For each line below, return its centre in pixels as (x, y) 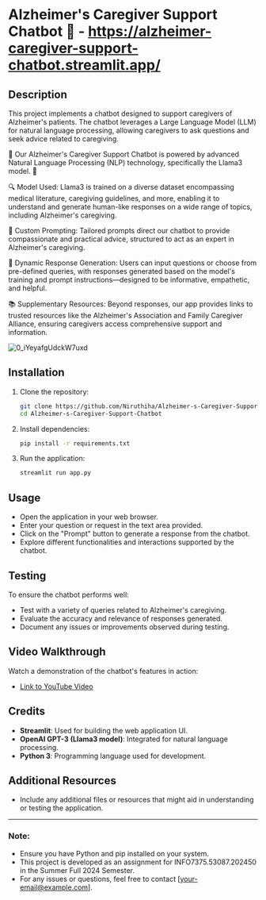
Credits (27, 712)
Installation (36, 373)
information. (28, 332)
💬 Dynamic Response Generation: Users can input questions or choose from (133, 263)
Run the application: (52, 459)
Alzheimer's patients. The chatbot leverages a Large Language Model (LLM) (133, 122)
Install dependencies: (55, 429)
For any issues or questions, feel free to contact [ (100, 879)
